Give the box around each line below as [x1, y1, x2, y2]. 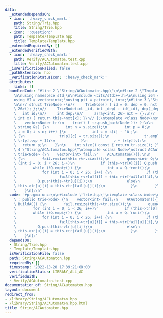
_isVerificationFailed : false [9, 66, 70, 71]
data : [5, 7, 16, 12]
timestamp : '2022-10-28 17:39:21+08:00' [9, 265, 92, 270]
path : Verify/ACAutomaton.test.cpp [14, 57, 86, 62]
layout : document [5, 287, 40, 292]
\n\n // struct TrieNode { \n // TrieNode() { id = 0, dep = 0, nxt [14, 102, 158, 107]
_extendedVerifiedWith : [9, 48, 57, 53]
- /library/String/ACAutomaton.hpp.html [5, 301, 88, 306]
